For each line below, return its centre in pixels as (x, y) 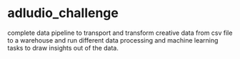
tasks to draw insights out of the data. (63, 48)
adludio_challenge (63, 13)
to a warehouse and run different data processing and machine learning (113, 40)
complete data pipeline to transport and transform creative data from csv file (120, 33)
